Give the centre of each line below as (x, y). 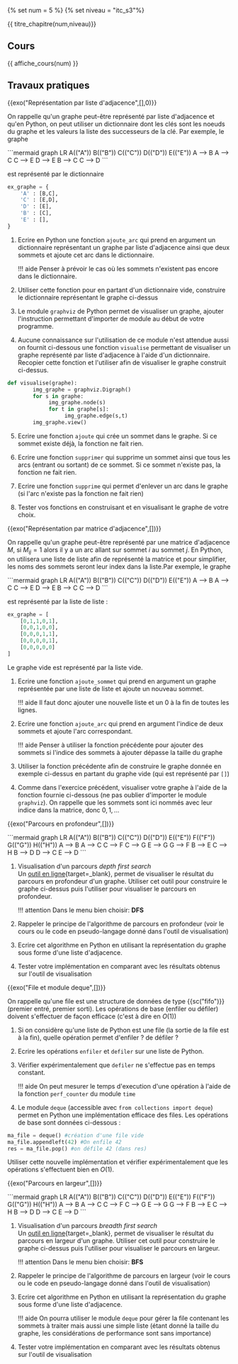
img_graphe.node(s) (77, 403)
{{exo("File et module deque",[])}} (57, 987)
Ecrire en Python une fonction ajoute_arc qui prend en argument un (117, 239)
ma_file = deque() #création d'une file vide (75, 1135)
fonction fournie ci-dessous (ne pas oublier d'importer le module (112, 795)
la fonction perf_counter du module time (76, 1093)
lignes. (27, 710)
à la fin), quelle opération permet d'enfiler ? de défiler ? (98, 1038)
